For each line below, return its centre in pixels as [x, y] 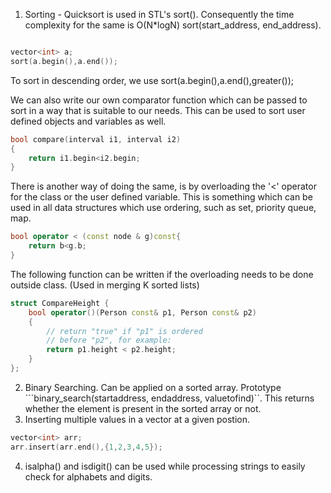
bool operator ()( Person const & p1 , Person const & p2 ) [142, 312]
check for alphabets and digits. [88, 476]
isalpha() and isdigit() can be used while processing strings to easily [165, 466]
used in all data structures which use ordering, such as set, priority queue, [163, 208]
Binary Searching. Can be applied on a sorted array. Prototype [153, 387]
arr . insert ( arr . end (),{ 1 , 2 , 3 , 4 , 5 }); [86, 447]
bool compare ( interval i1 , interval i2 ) [96, 139]
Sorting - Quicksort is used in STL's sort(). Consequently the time [159, 14]
